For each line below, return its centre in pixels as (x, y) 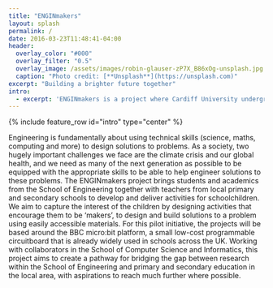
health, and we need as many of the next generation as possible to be (125, 164)
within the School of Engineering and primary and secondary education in (132, 267)
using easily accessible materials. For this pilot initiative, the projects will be (135, 224)
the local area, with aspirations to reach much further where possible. (125, 276)
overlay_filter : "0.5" (54, 62)
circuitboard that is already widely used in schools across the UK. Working (133, 241)
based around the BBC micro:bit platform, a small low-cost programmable (132, 233)
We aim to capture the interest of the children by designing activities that (130, 207)
